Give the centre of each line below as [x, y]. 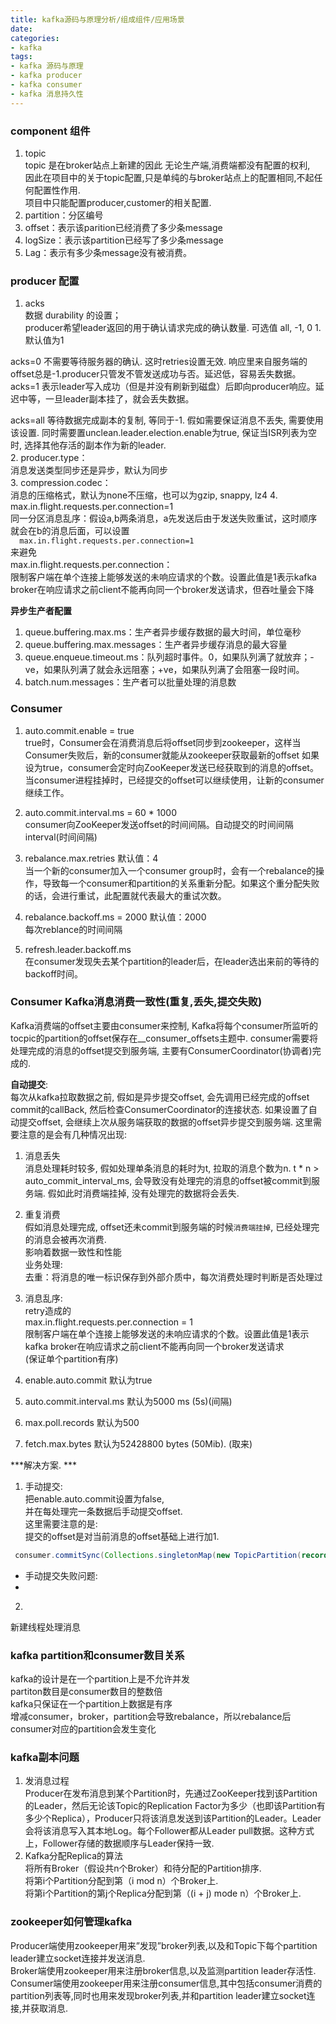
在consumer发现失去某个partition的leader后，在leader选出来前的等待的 [172, 961]
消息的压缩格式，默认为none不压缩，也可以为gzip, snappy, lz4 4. [144, 495]
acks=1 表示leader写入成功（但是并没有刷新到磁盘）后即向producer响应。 [163, 387]
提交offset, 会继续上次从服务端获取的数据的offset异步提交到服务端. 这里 [165, 1122]
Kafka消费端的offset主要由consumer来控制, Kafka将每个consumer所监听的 [164, 1025]
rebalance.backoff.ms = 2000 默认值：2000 [115, 917]
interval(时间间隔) [61, 837]
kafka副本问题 [45, 1757]
